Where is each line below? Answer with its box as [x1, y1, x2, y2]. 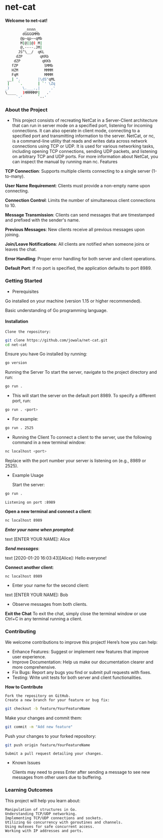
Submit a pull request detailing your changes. [5, 751, 104, 756]
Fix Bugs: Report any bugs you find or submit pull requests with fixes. [12, 669, 152, 675]
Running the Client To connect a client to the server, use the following [12, 434, 152, 440]
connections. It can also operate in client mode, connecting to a [12, 128, 140, 134]
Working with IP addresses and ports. [5, 828, 84, 833]
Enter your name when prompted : [5, 527, 74, 532]
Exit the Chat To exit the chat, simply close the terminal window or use [5, 611, 147, 617]
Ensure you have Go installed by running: [5, 351, 88, 357]
